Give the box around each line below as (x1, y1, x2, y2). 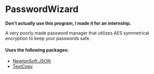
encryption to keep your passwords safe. (5, 35, 91, 41)
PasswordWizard (5, 4, 79, 15)
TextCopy (12, 63, 33, 69)
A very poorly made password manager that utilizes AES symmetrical (5, 30, 149, 36)
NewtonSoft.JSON (12, 58, 51, 64)
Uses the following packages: (5, 47, 69, 53)
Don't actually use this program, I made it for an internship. (5, 20, 131, 26)
